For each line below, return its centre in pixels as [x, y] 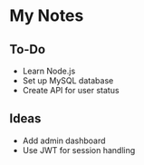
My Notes [47, 16]
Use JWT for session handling [79, 150]
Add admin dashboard [64, 141]
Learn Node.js [49, 71]
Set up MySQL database [68, 81]
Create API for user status [71, 90]
